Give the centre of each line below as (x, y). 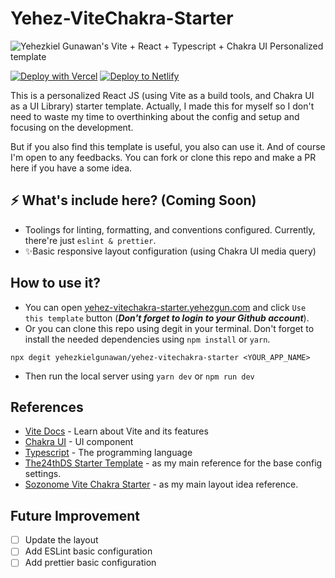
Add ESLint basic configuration (88, 551)
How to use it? (55, 283)
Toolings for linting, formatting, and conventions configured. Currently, (170, 229)
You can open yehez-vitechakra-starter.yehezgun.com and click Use (165, 307)
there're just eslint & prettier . (90, 240)
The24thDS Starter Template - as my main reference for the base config (173, 463)
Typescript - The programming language (108, 453)
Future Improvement (75, 515)
